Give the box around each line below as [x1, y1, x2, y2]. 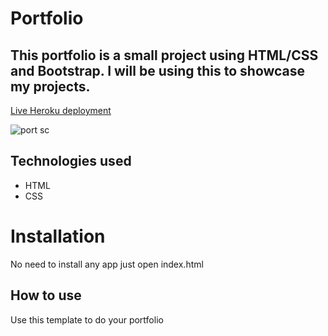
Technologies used [10, 153, 132, 170]
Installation [10, 225, 106, 247]
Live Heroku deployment [10, 105, 112, 116]
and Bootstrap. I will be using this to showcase [10, 62, 306, 79]
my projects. [10, 78, 91, 95]
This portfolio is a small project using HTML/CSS [10, 47, 319, 64]
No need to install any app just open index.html [10, 258, 204, 270]
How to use [10, 287, 82, 304]
